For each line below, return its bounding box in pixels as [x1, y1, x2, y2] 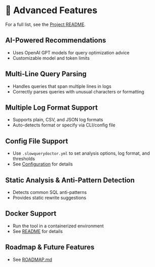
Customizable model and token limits [12, 55, 90, 61]
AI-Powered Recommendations [5, 36, 106, 45]
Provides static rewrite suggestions [12, 195, 87, 201]
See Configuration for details [12, 161, 73, 167]
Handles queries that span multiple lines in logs [12, 83, 111, 89]
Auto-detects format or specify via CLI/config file [12, 122, 115, 128]
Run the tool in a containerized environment [12, 223, 104, 229]
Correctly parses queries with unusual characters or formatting [12, 88, 144, 94]
